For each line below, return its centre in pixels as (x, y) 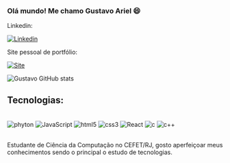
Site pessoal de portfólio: (42, 52)
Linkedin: (20, 26)
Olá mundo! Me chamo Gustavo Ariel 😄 (74, 11)
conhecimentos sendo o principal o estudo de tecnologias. (90, 152)
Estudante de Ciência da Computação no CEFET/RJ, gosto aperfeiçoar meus (115, 145)
